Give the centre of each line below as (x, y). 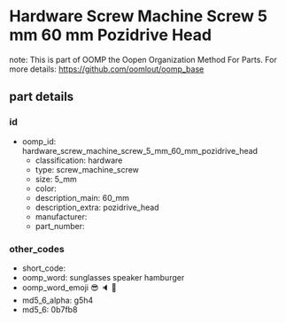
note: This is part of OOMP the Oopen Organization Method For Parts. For (143, 59)
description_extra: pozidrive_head (97, 207)
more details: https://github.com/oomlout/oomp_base (107, 69)
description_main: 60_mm (82, 197)
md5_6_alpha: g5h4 (58, 300)
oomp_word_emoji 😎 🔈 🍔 (69, 287)
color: (46, 188)
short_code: (44, 268)
